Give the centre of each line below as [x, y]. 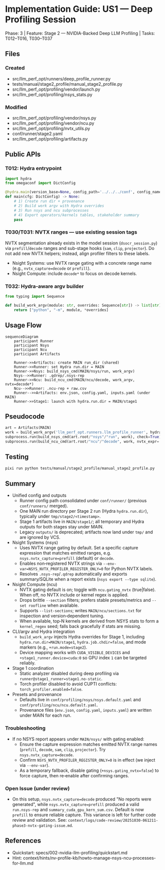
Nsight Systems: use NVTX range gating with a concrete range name [82, 263]
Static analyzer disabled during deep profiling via [69, 673]
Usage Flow [23, 326]
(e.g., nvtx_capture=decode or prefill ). [51, 268]
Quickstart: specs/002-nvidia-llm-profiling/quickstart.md [70, 853]
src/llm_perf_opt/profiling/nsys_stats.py [52, 94]
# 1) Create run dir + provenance [49, 201]
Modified [16, 107]
